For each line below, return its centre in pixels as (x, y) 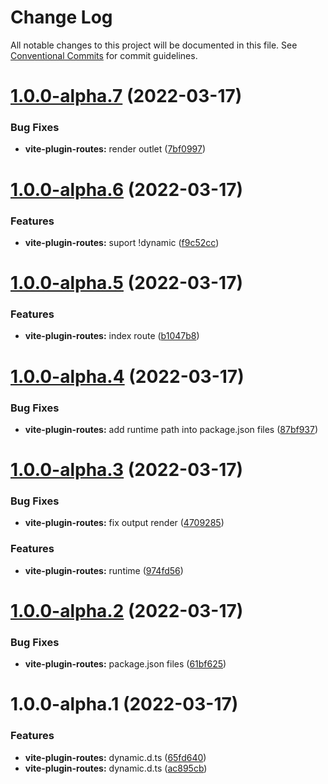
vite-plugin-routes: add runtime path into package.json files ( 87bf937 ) (171, 429)
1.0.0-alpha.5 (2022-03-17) (126, 283)
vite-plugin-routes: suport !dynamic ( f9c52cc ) (122, 242)
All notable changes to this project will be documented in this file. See (154, 45)
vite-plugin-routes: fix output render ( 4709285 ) (124, 523)
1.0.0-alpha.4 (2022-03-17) (127, 376)
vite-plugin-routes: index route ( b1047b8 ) (112, 336)
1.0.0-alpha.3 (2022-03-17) (127, 470)
